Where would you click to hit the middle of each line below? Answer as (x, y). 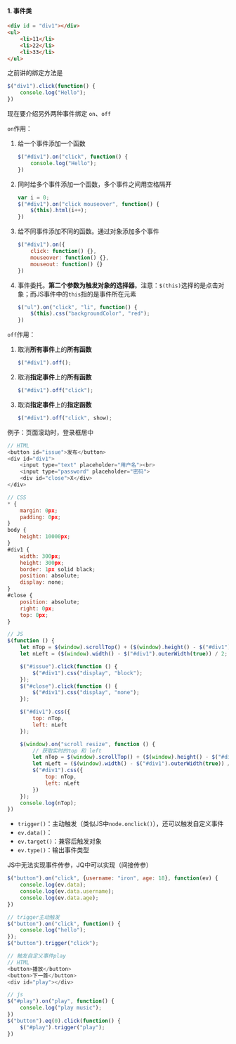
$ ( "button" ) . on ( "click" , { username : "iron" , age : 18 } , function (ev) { (113, 878)
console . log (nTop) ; (48, 803)
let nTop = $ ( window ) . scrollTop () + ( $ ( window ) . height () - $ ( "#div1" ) (125, 647)
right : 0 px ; (37, 608)
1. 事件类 (20, 11)
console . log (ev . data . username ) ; (67, 892)
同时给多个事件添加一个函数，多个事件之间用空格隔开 (94, 184)
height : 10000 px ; (45, 537)
